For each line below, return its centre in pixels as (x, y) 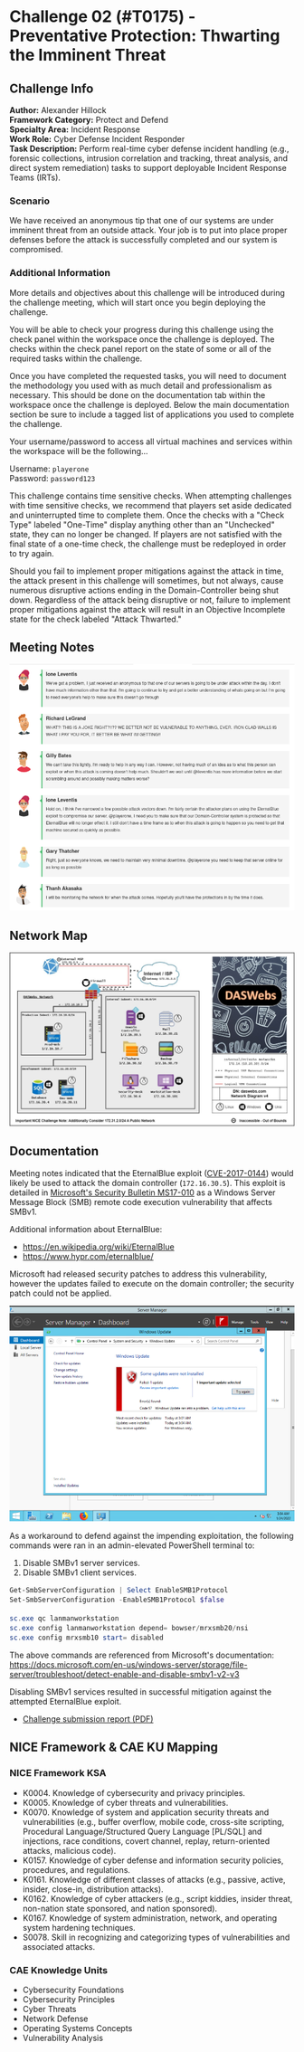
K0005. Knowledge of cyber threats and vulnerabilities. (125, 1802)
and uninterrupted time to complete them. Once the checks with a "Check (147, 515)
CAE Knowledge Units (59, 1970)
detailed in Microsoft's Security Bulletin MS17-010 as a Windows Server (142, 1192)
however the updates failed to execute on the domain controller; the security (152, 1283)
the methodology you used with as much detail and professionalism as (141, 385)
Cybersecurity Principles (69, 1999)
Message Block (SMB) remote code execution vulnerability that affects (141, 1202)
